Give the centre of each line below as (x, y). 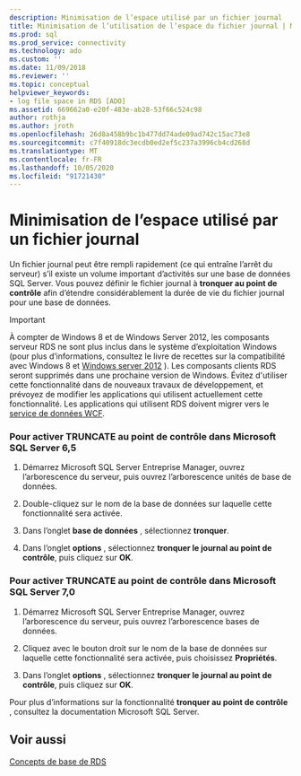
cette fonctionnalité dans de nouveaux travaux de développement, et (137, 385)
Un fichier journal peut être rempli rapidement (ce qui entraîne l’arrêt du (141, 265)
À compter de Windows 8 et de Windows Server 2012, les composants (140, 337)
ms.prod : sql (34, 34)
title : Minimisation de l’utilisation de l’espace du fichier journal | (148, 26)
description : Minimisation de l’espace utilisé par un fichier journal (146, 17)
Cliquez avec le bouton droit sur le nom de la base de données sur (145, 648)
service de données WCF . (57, 414)
